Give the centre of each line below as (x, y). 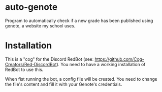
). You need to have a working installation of (101, 64)
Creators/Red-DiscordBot (31, 64)
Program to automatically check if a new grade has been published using (79, 21)
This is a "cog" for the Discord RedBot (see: (49, 59)
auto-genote (31, 7)
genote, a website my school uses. (40, 25)
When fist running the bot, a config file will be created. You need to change (81, 79)
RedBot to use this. (24, 69)
